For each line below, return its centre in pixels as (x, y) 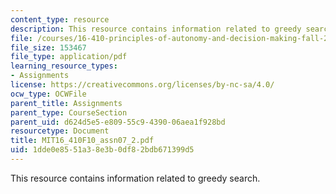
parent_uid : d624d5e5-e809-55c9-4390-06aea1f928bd (118, 122)
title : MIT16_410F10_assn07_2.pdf (82, 141)
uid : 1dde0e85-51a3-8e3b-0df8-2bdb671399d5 (102, 150)
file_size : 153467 (48, 47)
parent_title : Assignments (66, 103)
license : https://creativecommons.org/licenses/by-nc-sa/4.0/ (142, 85)
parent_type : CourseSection (69, 112)
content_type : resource (60, 19)
